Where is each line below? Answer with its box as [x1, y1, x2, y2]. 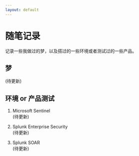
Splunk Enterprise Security [12, 123, 68, 130]
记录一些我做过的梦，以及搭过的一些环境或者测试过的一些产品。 [5, 48, 136, 54]
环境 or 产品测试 [5, 94, 55, 102]
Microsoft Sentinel [12, 108, 50, 114]
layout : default [5, 7, 39, 12]
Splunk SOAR [12, 139, 40, 145]
